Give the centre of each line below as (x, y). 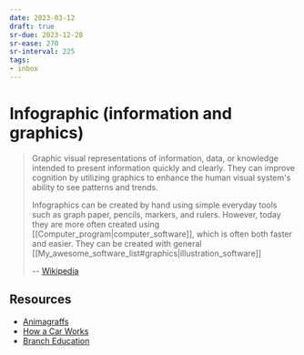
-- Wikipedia (55, 270)
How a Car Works (56, 331)
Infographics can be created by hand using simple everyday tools (154, 205)
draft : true (32, 26)
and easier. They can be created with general (117, 243)
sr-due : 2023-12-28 (46, 35)
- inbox (24, 69)
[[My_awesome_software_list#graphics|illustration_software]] (147, 253)
